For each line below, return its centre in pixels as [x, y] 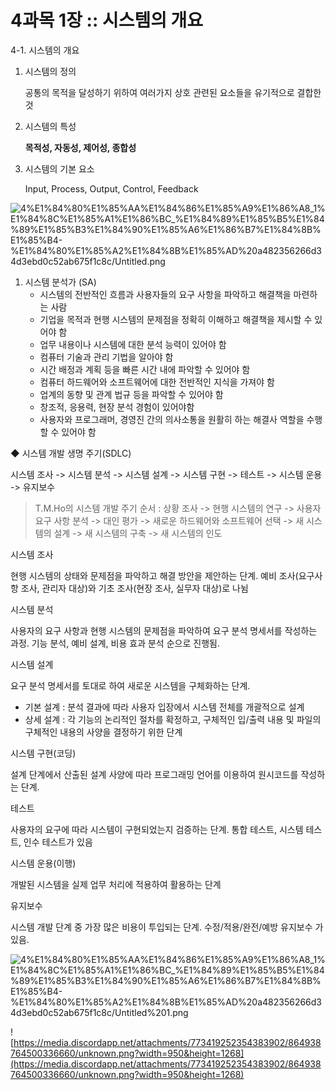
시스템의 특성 [50, 126]
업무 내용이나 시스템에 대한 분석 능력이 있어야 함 [133, 344]
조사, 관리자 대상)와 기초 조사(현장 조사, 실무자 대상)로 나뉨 [134, 588]
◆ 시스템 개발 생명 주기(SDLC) [71, 453]
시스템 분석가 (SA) [60, 282]
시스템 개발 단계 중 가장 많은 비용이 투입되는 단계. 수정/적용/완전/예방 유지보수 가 [167, 927]
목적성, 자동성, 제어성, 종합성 [80, 147]
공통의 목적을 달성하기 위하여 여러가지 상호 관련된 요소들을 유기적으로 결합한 [173, 92]
